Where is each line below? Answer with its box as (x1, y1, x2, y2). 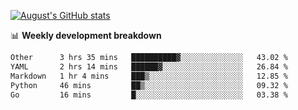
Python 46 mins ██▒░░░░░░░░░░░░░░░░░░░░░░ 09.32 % (10, 80, 288, 90)
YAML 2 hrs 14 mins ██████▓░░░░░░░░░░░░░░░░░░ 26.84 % (10, 61, 288, 72)
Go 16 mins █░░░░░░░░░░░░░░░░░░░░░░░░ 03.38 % (10, 90, 288, 100)
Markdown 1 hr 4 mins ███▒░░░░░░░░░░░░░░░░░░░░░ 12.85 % (10, 71, 288, 81)
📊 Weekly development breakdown (10, 30, 162, 41)
